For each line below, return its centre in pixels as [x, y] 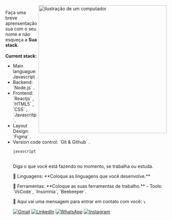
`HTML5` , [23, 104]
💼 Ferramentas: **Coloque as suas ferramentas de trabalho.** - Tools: [88, 186]
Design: [21, 131]
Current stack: [21, 56]
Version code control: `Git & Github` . [51, 142]
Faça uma [16, 13]
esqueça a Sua [21, 40]
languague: [25, 71]
